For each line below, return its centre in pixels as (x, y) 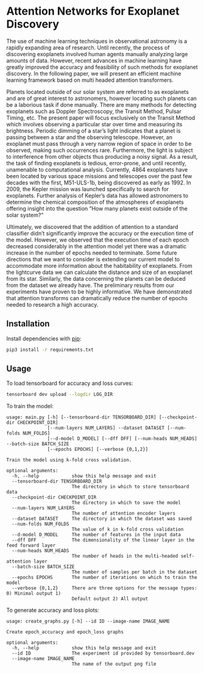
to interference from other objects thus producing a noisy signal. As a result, (102, 156)
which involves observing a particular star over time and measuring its (94, 124)
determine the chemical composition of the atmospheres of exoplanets (95, 202)
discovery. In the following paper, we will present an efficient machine (94, 73)
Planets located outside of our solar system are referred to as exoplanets (97, 92)
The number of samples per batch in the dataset (135, 572)
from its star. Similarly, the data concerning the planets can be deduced (96, 278)
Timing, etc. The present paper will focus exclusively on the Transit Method (101, 118)
